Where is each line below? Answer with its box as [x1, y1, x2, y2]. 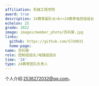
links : [5, 35, 18, 40]
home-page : [9, 43, 32, 48]
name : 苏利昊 [5, 48, 29, 53]
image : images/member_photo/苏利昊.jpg [5, 30, 83, 35]
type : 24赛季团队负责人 [5, 62, 48, 66]
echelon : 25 [5, 21, 29, 26]
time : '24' [5, 57, 27, 62]
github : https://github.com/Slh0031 [9, 39, 83, 44]
